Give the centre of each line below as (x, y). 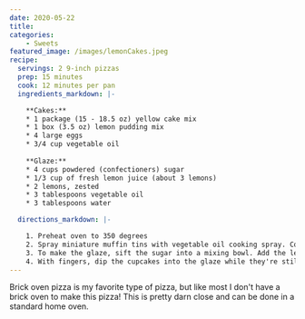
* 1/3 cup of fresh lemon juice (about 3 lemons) (122, 178)
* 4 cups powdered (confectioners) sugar (105, 169)
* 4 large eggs (54, 136)
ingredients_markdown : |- (67, 94)
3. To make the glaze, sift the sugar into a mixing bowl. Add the (156, 253)
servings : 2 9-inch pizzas (69, 69)
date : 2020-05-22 (42, 18)
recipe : (24, 60)
